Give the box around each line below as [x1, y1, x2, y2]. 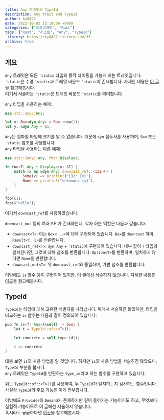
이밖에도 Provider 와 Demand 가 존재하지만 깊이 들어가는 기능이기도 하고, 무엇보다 [5, 397, 158, 403]
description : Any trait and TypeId [5, 12, 78, 17]
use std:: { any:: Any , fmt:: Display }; [5, 156, 80, 161]
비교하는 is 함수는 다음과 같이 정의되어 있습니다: [5, 312, 97, 318]
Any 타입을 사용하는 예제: [5, 101, 52, 107]
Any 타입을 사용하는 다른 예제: [5, 146, 61, 152]
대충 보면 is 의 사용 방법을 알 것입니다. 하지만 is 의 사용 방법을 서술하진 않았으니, [5, 358, 158, 364]
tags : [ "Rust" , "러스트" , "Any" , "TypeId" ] [5, 30, 92, 35]
